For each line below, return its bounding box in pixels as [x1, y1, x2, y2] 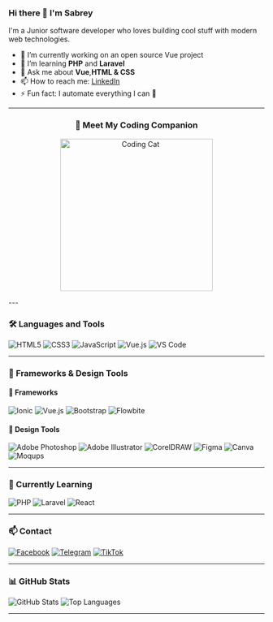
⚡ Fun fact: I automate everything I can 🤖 [19, 89, 157, 98]
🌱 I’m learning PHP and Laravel [19, 58, 125, 68]
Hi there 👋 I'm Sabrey [8, 7, 93, 19]
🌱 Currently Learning [8, 479, 93, 490]
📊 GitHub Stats [8, 576, 71, 587]
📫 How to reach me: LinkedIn [19, 76, 120, 86]
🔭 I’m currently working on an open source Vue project [19, 50, 204, 60]
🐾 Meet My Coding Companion [75, 119, 198, 131]
